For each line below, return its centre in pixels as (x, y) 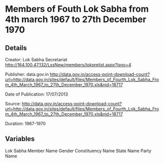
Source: (13, 104)
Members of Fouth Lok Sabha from (77, 9)
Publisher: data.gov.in (27, 74)
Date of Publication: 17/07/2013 (37, 94)
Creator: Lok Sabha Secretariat (36, 59)
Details (16, 48)
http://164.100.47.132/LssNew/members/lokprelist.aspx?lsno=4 (68, 65)
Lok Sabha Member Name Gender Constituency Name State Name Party (78, 151)
